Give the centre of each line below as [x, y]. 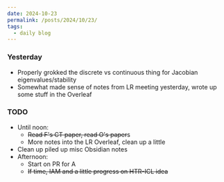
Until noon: [33, 127]
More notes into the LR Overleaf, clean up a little [96, 142]
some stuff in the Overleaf [54, 94]
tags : [15, 26]
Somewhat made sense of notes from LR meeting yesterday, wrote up [117, 87]
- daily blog [32, 33]
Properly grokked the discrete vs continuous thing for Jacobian [107, 72]
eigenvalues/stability [47, 80]
